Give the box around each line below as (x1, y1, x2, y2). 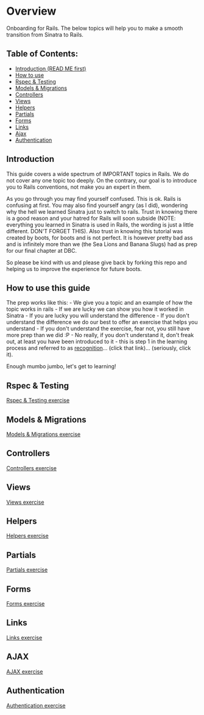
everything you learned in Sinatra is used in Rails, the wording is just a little (6, 221, 194, 228)
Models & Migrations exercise (6, 430, 81, 438)
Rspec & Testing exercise (6, 397, 70, 404)
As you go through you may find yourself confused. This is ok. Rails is (6, 195, 181, 202)
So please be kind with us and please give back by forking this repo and (6, 258, 187, 266)
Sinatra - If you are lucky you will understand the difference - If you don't (6, 312, 190, 319)
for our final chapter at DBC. (6, 247, 77, 254)
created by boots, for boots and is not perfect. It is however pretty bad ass (6, 234, 193, 241)
